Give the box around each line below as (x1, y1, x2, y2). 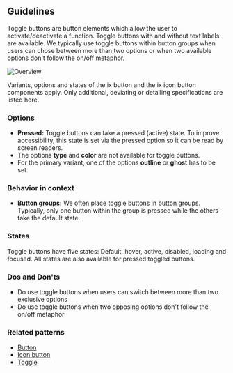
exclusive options (17, 296, 68, 303)
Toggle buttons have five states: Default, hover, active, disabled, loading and (7, 247, 227, 255)
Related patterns (7, 327, 65, 337)
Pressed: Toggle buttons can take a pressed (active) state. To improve (17, 129, 220, 137)
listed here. (7, 96, 40, 104)
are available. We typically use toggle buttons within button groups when (7, 38, 216, 47)
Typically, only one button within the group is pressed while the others (17, 206, 219, 215)
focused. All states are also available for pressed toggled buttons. (7, 254, 195, 263)
